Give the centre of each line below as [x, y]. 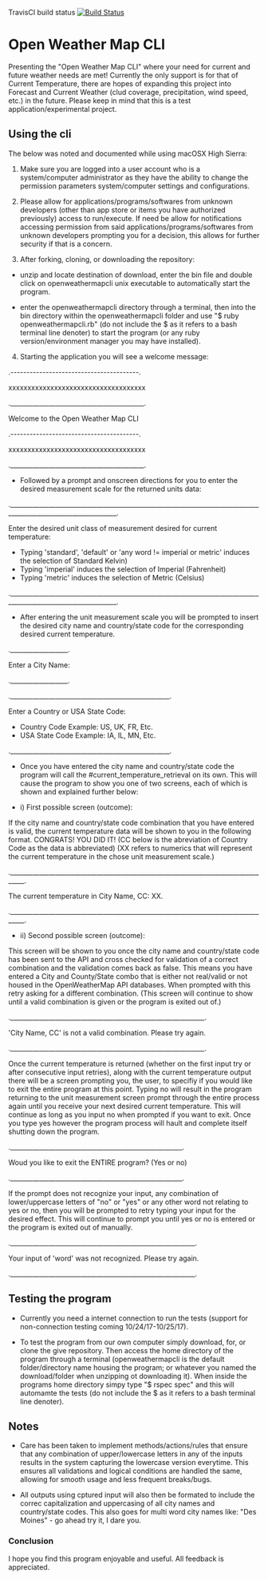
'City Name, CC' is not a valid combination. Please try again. [107, 1032]
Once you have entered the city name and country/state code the [127, 766]
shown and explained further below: [79, 791]
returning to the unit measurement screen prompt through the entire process [134, 1097]
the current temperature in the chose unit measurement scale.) [112, 856]
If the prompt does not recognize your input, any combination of [114, 1193]
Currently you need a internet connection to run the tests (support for [134, 1318]
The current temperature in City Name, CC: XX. [86, 896]
